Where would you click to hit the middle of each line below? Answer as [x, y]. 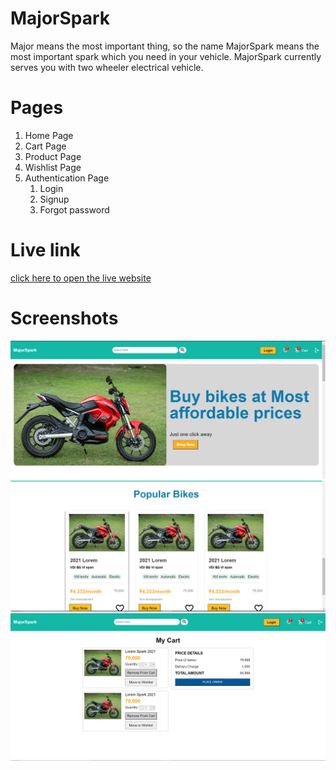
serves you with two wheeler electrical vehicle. [107, 67]
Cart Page [45, 146]
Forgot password [74, 209]
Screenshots [64, 318]
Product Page [53, 156]
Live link [45, 250]
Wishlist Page [53, 167]
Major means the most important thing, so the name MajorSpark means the [165, 46]
